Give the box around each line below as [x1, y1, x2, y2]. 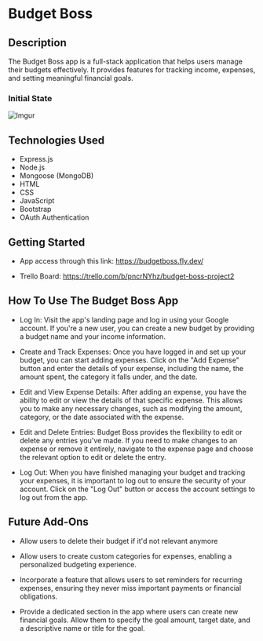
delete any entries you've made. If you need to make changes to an [19, 435, 238, 445]
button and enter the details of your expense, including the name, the [19, 363, 244, 373]
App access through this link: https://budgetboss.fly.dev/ [19, 256, 204, 265]
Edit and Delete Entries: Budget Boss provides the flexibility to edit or [19, 427, 243, 436]
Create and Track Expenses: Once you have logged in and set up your [19, 347, 247, 356]
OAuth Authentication [19, 213, 89, 222]
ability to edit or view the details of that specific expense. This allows [19, 395, 243, 405]
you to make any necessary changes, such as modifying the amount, [19, 403, 243, 413]
